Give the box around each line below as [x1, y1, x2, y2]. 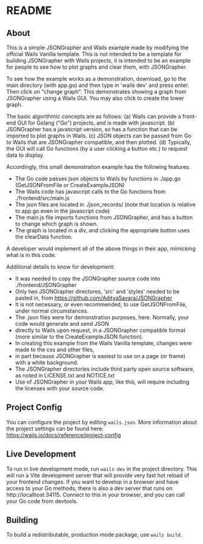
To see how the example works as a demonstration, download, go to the [6, 75, 187, 82]
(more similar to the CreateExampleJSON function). [15, 333, 144, 340]
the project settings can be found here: [6, 425, 104, 432]
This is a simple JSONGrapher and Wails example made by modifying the [6, 44, 189, 51]
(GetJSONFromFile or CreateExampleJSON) [15, 182, 125, 188]
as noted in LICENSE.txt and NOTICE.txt [15, 372, 115, 379]
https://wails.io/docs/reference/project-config [6, 431, 121, 438]
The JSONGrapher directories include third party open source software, [15, 365, 195, 373]
